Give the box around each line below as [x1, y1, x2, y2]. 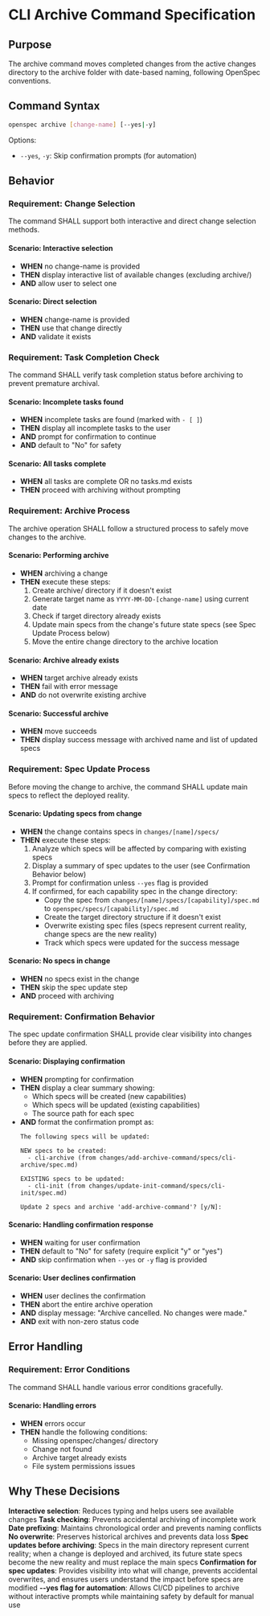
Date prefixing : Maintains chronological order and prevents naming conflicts [8, 1523, 262, 1532]
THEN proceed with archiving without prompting [19, 485, 181, 495]
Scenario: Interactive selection [8, 243, 114, 252]
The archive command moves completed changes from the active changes [8, 59, 256, 68]
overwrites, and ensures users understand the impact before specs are [8, 1574, 243, 1584]
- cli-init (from [27, 1182, 86, 1190]
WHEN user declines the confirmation [19, 1291, 146, 1300]
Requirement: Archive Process [8, 505, 130, 516]
